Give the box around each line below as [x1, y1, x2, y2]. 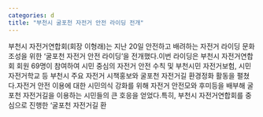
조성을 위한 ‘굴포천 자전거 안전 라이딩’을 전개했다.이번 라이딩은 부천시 [8, 51, 220, 60]
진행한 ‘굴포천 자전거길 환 [28, 100, 107, 110]
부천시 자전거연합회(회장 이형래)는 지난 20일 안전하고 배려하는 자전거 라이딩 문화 [8, 41, 255, 51]
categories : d [8, 11, 55, 20]
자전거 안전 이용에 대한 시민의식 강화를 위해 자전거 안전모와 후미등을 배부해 [16, 80, 246, 90]
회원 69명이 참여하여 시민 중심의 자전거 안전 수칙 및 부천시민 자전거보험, [16, 60, 237, 71]
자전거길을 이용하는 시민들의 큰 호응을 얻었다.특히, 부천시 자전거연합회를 [22, 90, 244, 100]
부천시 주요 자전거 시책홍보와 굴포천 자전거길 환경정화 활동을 [50, 71, 235, 80]
